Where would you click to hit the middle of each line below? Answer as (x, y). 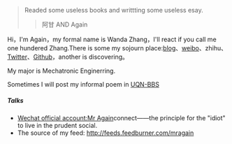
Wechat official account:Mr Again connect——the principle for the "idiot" (121, 117)
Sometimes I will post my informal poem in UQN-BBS (83, 84)
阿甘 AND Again (65, 24)
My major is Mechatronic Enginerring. (61, 71)
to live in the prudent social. (57, 125)
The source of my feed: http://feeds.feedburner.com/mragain (106, 133)
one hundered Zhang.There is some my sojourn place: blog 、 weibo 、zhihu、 (117, 48)
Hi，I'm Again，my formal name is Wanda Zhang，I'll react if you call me (112, 39)
